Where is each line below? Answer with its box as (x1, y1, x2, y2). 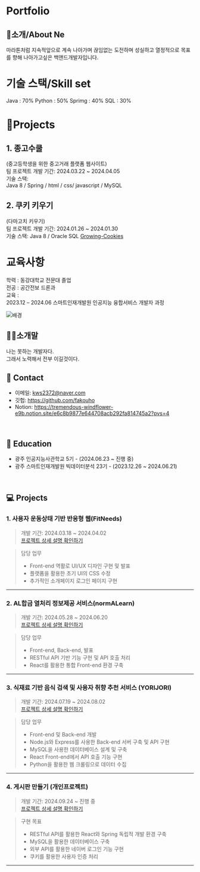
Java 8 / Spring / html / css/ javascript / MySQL (6, 181, 123, 189)
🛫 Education (6, 439, 52, 449)
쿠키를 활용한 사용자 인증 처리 (29, 852, 98, 860)
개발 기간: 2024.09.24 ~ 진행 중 (20, 797, 96, 805)
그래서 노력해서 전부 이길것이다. (6, 355, 80, 362)
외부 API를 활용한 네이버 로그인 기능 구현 (29, 845, 124, 852)
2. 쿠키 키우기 (6, 201, 54, 211)
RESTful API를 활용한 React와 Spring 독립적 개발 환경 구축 (29, 830, 167, 837)
